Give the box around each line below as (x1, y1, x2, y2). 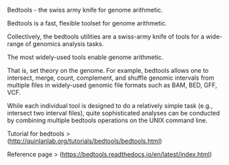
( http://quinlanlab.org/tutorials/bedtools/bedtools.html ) (7, 137, 163, 145)
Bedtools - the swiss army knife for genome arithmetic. (7, 6, 163, 14)
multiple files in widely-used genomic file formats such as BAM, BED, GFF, (7, 81, 217, 89)
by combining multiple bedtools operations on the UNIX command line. (7, 116, 208, 124)
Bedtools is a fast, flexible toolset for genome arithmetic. (7, 19, 167, 27)
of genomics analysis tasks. (25, 40, 105, 47)
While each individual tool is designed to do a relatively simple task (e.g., (7, 102, 213, 109)
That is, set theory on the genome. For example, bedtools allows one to (7, 67, 209, 74)
